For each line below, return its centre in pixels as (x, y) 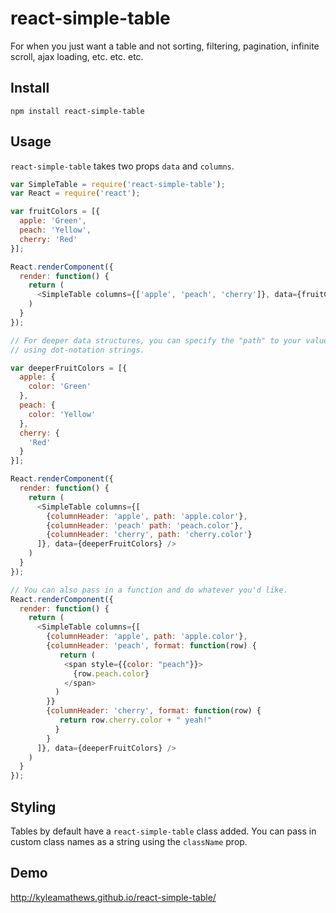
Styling (33, 807)
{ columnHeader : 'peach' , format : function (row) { (151, 646)
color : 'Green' (60, 387)
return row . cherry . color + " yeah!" (136, 720)
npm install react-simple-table (77, 111)
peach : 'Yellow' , (55, 230)
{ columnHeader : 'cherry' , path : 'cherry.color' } (149, 535)
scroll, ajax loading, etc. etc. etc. (77, 56)
